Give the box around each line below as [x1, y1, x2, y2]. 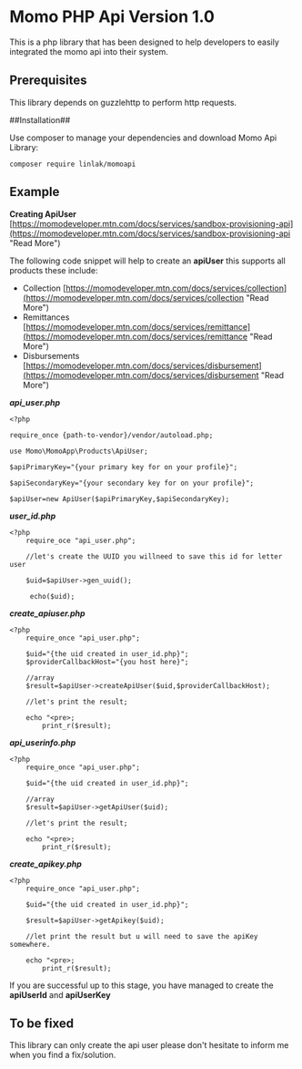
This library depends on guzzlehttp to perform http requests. [9, 97, 237, 108]
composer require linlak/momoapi [9, 159, 136, 169]
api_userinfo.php [9, 736, 76, 748]
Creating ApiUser [9, 208, 77, 220]
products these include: [9, 264, 98, 275]
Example [9, 184, 60, 200]
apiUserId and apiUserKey [9, 989, 111, 1000]
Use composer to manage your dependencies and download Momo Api [9, 132, 277, 143]
